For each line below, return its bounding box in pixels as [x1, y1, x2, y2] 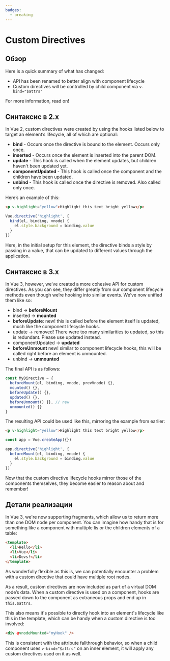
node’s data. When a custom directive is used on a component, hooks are [5, 589, 159, 595]
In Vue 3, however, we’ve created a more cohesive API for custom [5, 281, 144, 287]
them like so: [5, 297, 32, 304]
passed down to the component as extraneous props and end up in [5, 594, 147, 600]
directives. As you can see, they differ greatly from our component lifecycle [5, 286, 164, 292]
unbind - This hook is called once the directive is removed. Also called [12, 179, 161, 185]
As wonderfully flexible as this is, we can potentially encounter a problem [5, 568, 159, 574]
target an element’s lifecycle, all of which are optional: [5, 131, 118, 138]
